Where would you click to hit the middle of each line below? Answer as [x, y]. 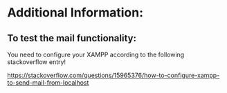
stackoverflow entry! [37, 62]
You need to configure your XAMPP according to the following [96, 54]
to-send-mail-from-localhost [48, 83]
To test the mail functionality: [72, 38]
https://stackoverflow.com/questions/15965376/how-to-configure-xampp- [113, 75]
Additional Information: [75, 13]
